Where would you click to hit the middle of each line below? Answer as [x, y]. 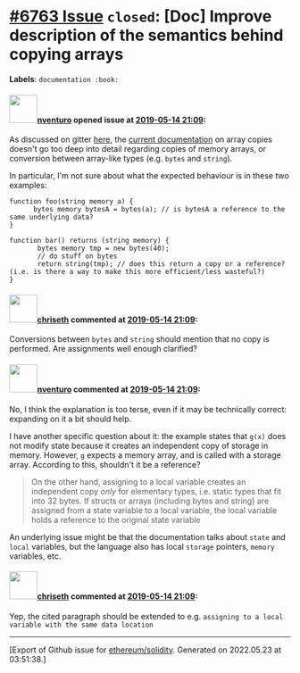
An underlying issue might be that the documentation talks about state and [147, 536]
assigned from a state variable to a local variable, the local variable [154, 510]
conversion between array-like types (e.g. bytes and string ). [121, 159]
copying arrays [67, 54]
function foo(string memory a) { [71, 202]
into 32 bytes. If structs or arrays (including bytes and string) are [150, 501]
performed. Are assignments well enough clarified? [104, 349]
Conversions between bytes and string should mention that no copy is [139, 339]
